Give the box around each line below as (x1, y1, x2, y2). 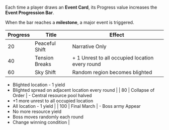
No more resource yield (12, 108, 62, 114)
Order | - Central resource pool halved (12, 93, 92, 98)
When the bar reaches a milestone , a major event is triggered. (5, 20, 134, 25)
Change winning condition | (12, 119, 70, 125)
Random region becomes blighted (72, 69, 152, 76)
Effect (109, 31, 124, 38)
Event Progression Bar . (5, 10, 54, 16)
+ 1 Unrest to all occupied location (72, 54, 154, 61)
